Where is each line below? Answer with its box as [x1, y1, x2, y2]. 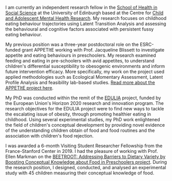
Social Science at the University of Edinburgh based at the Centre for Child [5, 10, 164, 16]
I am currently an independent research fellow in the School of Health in [5, 5, 158, 10]
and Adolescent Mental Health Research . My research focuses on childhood [5, 15, 167, 21]
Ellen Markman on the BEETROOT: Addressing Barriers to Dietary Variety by [5, 153, 166, 160]
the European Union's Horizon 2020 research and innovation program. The [5, 100, 164, 106]
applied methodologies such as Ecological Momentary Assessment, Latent [5, 74, 163, 80]
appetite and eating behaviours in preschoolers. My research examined [5, 52, 156, 58]
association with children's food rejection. [5, 133, 94, 139]
